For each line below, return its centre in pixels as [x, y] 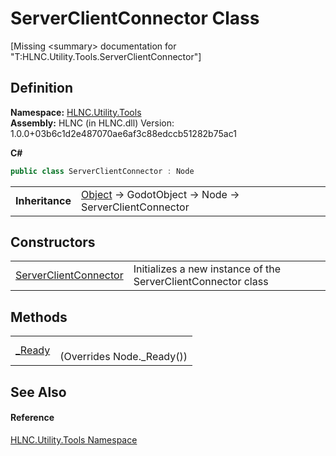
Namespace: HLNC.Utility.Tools [76, 112]
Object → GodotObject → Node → [160, 194]
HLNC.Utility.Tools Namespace [74, 439]
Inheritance [43, 200]
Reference [32, 418]
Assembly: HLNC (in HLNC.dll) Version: [92, 123]
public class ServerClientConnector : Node [102, 171]
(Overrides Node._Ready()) [123, 357]
